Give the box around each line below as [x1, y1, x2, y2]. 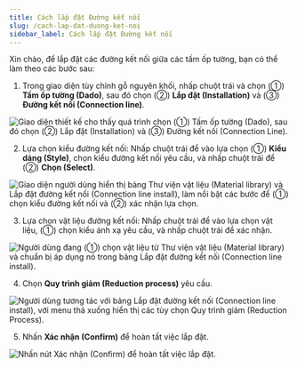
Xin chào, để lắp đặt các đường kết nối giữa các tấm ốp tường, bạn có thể [9, 54, 278, 65]
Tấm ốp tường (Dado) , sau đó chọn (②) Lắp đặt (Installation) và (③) [21, 90, 280, 100]
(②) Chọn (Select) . [21, 162, 96, 173]
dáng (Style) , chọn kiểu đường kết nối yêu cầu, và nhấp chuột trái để [21, 153, 276, 164]
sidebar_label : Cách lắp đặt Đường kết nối [9, 29, 173, 38]
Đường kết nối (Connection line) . [21, 100, 145, 110]
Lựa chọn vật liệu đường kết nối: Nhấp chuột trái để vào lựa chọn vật [21, 215, 273, 227]
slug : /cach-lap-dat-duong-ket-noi [9, 21, 141, 30]
